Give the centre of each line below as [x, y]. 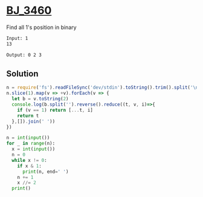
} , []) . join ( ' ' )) [34, 121]
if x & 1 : [30, 166]
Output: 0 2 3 [24, 55]
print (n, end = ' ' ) [45, 172]
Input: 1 [17, 38]
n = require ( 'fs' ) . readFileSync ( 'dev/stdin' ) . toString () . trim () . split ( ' [100, 88]
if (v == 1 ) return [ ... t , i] [55, 110]
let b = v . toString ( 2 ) [40, 99]
